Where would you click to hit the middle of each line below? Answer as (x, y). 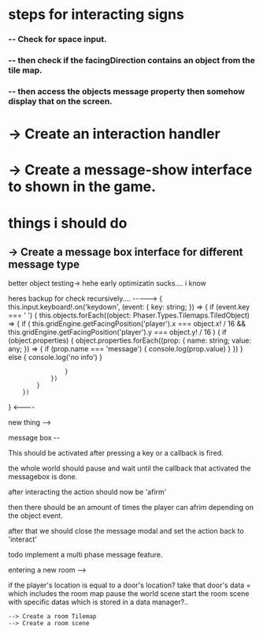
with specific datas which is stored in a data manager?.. (98, 602)
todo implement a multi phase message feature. (85, 555)
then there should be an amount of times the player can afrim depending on (131, 508)
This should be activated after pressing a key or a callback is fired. (116, 453)
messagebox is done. (43, 477)
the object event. (35, 516)
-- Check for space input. (57, 39)
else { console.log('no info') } (56, 358)
